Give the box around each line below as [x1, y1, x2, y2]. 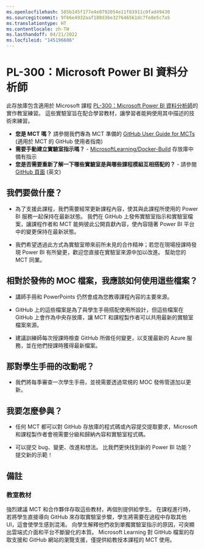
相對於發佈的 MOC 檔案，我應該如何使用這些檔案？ [6, 275, 198, 286]
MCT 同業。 [15, 256, 46, 263]
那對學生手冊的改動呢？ [6, 361, 94, 372]
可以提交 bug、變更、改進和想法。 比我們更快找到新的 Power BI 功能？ [15, 444, 192, 451]
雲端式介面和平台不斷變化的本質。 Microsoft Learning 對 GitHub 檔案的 [11, 528, 189, 536]
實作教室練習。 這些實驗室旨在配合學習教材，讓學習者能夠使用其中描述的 [6, 109, 189, 116]
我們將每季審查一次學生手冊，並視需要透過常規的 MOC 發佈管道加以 [15, 378, 186, 386]
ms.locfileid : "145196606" [6, 37, 75, 43]
